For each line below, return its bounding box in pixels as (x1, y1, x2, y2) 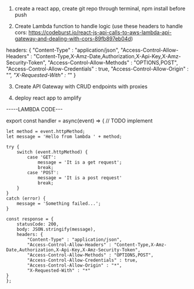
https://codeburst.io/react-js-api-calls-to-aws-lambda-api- (28, 29, 172, 36)
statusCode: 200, (16, 221, 59, 227)
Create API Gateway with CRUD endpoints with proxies (14, 83, 148, 90)
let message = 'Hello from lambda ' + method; (6, 134, 122, 139)
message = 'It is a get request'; (37, 160, 122, 165)
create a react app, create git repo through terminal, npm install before (14, 5, 186, 12)
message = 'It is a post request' (37, 175, 122, 181)
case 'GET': (27, 154, 57, 160)
